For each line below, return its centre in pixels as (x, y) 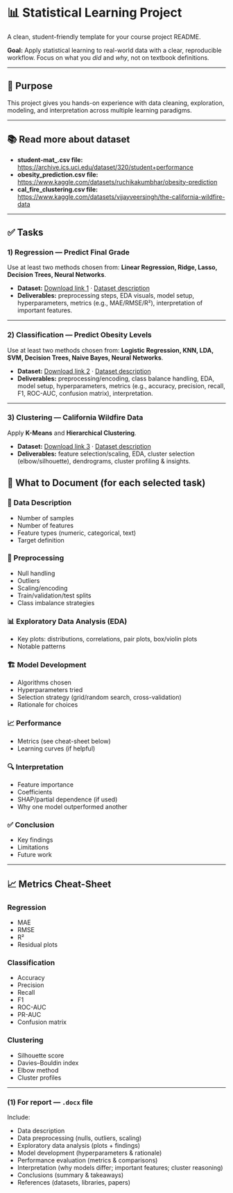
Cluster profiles (39, 1078)
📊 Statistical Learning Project (95, 13)
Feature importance (45, 785)
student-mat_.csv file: (50, 159)
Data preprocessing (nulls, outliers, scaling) (79, 1138)
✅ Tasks (25, 232)
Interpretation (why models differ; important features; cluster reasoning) (120, 1167)
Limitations (33, 847)
